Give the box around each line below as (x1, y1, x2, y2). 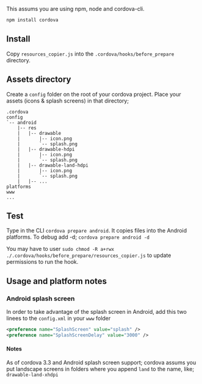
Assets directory (6, 74, 71, 85)
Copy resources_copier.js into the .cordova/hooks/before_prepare (6, 50, 175, 57)
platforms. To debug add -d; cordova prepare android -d (6, 233, 150, 241)
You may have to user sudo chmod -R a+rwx (6, 245, 115, 253)
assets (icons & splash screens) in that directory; (6, 97, 129, 104)
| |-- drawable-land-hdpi (17, 162, 88, 168)
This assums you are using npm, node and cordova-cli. (6, 5, 145, 12)
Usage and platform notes (6, 276, 107, 286)
